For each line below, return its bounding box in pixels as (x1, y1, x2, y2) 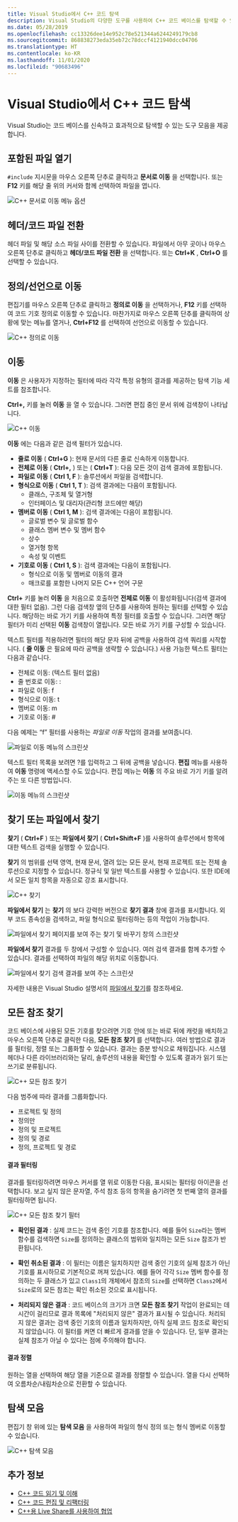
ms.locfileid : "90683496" (7, 63, 84, 70)
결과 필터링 (7, 1160, 38, 1169)
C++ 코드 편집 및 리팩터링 (17, 1498, 90, 1506)
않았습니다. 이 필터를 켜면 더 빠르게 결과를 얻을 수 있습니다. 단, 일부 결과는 (25, 1327, 229, 1335)
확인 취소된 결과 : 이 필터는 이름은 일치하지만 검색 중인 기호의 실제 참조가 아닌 (17, 1259, 230, 1267)
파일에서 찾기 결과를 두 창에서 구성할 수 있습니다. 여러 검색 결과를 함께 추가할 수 (7, 945, 226, 953)
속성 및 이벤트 (28, 552, 67, 560)
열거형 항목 (28, 543, 59, 551)
